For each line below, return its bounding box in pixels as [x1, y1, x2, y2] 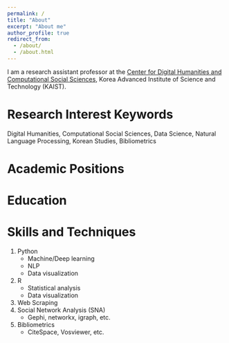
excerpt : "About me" [7, 23, 67, 30]
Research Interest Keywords [7, 106, 174, 122]
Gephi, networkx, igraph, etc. [27, 313, 111, 322]
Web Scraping [17, 299, 58, 307]
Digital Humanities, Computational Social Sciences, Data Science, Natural [7, 129, 217, 138]
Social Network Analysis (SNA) [17, 306, 106, 315]
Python [17, 247, 38, 256]
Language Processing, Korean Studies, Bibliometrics [7, 136, 157, 145]
